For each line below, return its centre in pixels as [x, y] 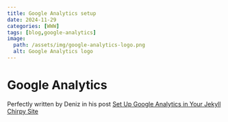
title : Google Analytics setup [52, 13]
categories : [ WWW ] [33, 26]
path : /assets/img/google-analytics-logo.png [79, 45]
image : [16, 39]
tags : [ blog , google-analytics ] [52, 32]
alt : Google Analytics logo [53, 52]
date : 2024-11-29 [32, 20]
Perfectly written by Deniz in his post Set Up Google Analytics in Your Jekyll [114, 104]
